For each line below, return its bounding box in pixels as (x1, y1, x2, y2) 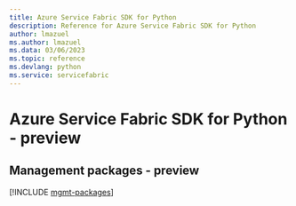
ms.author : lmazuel (9, 37, 82, 47)
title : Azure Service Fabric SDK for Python (9, 12, 177, 22)
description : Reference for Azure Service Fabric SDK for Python (9, 21, 256, 30)
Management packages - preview (9, 163, 200, 178)
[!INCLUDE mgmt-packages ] (9, 186, 114, 197)
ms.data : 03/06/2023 (9, 46, 86, 55)
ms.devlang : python (9, 63, 82, 72)
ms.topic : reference (9, 54, 86, 63)
